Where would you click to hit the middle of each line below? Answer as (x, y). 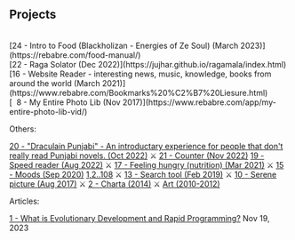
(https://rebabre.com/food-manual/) (75, 55)
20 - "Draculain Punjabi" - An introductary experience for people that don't (146, 146)
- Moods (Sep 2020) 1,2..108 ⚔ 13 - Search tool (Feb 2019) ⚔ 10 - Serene (143, 174)
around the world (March (55, 83)
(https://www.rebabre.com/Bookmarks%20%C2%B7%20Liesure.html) (139, 92)
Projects (33, 15)
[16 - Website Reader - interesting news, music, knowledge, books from (140, 74)
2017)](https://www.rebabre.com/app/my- (200, 102)
